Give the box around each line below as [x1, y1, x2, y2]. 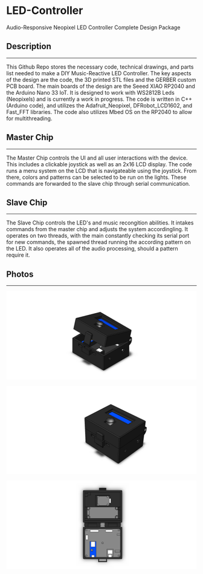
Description [6, 41, 51, 52]
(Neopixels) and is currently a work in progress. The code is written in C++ [6, 95, 192, 103]
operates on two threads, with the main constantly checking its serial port [6, 232, 190, 240]
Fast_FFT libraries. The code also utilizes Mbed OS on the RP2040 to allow [6, 108, 192, 115]
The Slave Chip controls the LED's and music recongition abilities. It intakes [6, 219, 194, 226]
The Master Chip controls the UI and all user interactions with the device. [6, 154, 188, 161]
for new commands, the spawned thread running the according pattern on [6, 238, 192, 246]
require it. [6, 251, 30, 258]
